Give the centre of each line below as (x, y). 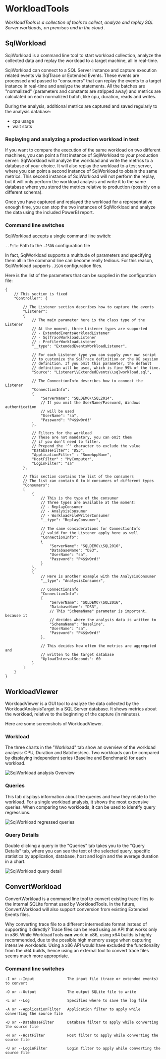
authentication (21, 407)
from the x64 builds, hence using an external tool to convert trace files (77, 950)
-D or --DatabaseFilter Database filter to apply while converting (82, 1023)
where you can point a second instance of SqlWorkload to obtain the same (81, 171)
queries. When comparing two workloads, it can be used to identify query (81, 807)
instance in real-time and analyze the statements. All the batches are (75, 86)
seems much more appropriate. (37, 956)
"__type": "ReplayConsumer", (70, 520)
